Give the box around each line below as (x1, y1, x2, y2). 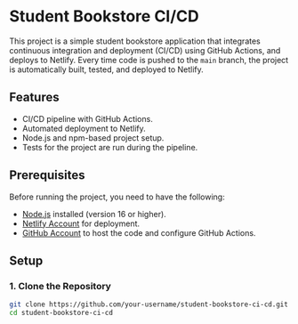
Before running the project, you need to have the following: (9, 191, 225, 202)
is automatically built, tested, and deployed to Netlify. (9, 64, 205, 75)
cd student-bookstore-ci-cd (9, 309, 114, 318)
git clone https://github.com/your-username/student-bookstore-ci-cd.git (9, 300, 289, 309)
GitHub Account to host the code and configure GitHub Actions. (21, 227, 256, 238)
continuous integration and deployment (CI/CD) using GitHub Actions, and (9, 45, 281, 55)
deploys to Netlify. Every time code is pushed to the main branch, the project (9, 54, 289, 65)
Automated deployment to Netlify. (21, 123, 147, 134)
